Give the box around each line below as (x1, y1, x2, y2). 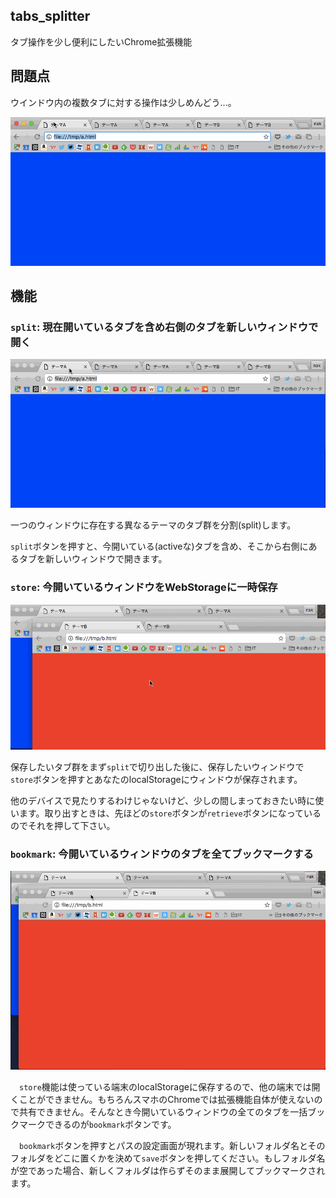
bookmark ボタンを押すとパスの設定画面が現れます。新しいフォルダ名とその (19, 1140, 326, 1152)
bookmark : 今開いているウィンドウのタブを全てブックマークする (10, 847, 314, 861)
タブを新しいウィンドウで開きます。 (18, 553, 168, 565)
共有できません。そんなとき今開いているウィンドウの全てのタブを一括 (18, 1106, 308, 1118)
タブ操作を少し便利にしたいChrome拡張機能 (10, 35, 193, 48)
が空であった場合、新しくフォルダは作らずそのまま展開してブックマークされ (10, 1165, 326, 1177)
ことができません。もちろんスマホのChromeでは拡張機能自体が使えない (18, 1094, 315, 1106)
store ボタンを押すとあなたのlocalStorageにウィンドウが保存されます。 (10, 774, 303, 785)
